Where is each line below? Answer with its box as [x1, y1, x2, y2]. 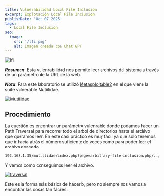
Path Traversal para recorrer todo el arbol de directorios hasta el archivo [5, 128, 150, 134]
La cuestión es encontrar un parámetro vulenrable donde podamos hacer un [5, 123, 159, 129]
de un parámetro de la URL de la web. [5, 72, 82, 77]
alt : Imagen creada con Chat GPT [14, 44, 82, 49]
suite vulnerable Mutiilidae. [5, 86, 60, 92]
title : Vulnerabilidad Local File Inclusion [5, 7, 97, 12]
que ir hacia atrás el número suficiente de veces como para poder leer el [5, 139, 151, 145]
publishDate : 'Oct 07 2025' [5, 16, 62, 21]
